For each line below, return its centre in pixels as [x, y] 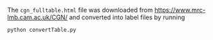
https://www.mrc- [180, 10]
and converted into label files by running [127, 17]
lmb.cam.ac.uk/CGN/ [37, 17]
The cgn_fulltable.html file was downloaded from [80, 10]
